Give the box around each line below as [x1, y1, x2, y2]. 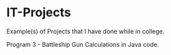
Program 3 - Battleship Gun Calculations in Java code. [6, 40, 159, 48]
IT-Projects [6, 5, 71, 20]
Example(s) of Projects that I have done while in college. [6, 27, 165, 35]
